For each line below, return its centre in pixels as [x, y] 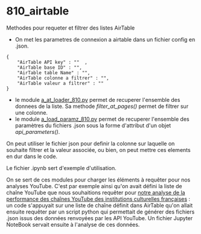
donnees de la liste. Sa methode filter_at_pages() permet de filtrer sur [102, 106]
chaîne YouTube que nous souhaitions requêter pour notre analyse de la [96, 192]
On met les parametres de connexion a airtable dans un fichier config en [105, 39]
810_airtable [38, 11]
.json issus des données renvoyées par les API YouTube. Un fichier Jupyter [100, 218]
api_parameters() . [37, 131]
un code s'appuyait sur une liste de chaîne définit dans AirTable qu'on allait [100, 205]
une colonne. [31, 112]
